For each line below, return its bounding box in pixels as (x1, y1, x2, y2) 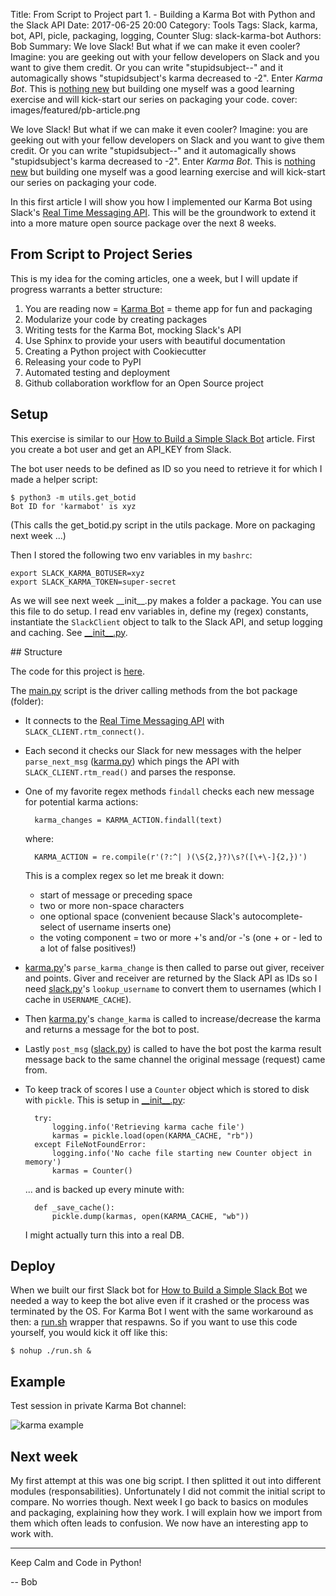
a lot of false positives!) (39, 942, 137, 954)
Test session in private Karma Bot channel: (10, 1400, 187, 1412)
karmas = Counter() (51, 1165, 133, 1176)
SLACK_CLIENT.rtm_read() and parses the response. (24, 765, 237, 778)
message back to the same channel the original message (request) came (24, 1053, 326, 1065)
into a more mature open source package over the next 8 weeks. (10, 217, 277, 229)
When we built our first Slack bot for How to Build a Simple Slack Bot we (10, 1284, 308, 1296)
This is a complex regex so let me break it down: (24, 869, 225, 881)
